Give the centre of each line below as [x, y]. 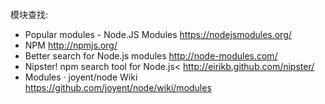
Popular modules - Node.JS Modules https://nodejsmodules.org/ [158, 34]
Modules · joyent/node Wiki [81, 77]
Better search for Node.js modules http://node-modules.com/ [151, 56]
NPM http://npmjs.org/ [71, 45]
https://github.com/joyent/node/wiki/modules [118, 87]
